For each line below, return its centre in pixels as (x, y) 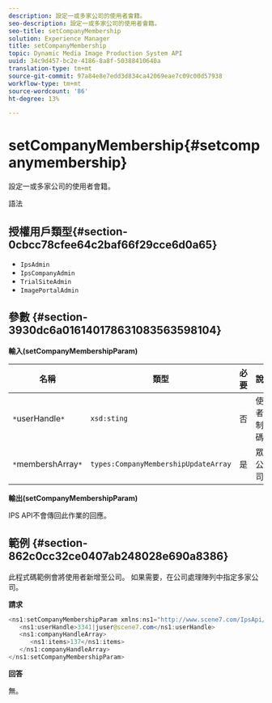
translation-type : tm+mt (50, 69)
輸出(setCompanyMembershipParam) (73, 498)
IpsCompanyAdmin (47, 273)
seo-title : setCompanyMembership (65, 31)
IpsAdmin (35, 265)
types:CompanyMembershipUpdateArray (161, 464)
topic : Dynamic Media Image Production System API (96, 53)
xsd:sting (109, 418)
